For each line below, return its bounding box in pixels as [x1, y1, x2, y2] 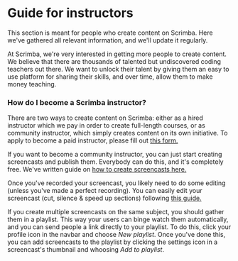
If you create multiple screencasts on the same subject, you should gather [7, 208, 225, 216]
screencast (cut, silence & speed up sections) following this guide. [7, 194, 202, 203]
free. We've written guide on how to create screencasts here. [7, 165, 187, 174]
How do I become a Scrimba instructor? [7, 97, 147, 107]
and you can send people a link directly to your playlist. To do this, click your [7, 223, 232, 231]
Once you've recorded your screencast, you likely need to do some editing [7, 179, 226, 187]
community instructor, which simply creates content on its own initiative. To [7, 129, 228, 138]
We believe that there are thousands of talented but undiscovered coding [7, 57, 222, 65]
